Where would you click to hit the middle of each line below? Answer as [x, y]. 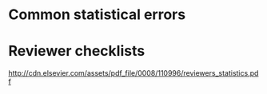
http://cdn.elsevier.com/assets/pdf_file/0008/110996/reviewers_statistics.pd [133, 73]
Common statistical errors [97, 15]
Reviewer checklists [77, 51]
